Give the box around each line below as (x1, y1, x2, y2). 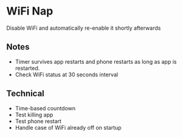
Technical (6, 89, 44, 99)
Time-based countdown (15, 104, 76, 112)
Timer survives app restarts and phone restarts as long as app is (15, 58, 177, 65)
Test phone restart (15, 117, 62, 125)
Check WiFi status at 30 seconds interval (15, 71, 119, 78)
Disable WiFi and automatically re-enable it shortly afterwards (6, 24, 161, 32)
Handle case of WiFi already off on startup (15, 124, 122, 131)
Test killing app (15, 111, 54, 118)
